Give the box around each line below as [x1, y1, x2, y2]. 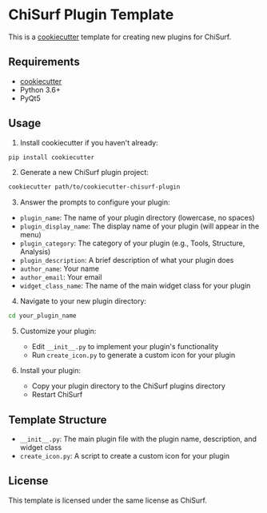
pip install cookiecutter [8, 153, 94, 161]
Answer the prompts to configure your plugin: [19, 197, 170, 207]
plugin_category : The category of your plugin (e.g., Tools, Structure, [19, 238, 245, 249]
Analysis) [19, 247, 51, 256]
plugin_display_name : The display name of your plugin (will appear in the [19, 221, 260, 231]
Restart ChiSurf [31, 390, 83, 400]
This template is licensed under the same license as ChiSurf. [8, 495, 208, 505]
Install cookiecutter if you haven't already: [19, 137, 158, 147]
